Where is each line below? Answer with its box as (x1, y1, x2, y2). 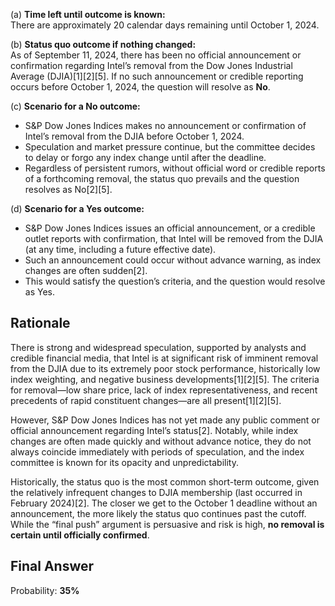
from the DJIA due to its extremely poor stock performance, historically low (10, 362, 321, 374)
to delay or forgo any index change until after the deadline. (24, 152, 267, 163)
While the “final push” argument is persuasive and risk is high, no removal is (10, 518, 325, 530)
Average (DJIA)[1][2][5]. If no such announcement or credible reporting (10, 70, 304, 82)
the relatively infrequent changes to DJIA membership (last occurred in (10, 486, 303, 498)
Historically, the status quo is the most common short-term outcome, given (10, 475, 320, 488)
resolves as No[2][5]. (24, 184, 113, 195)
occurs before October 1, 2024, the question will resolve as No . (10, 81, 271, 93)
